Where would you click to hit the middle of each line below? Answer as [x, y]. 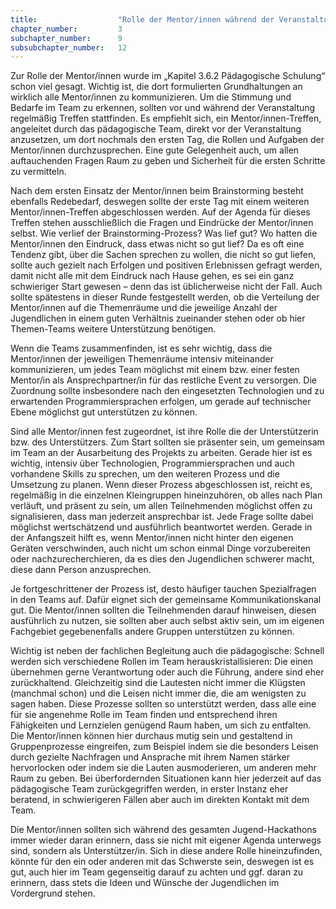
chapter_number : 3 [66, 29]
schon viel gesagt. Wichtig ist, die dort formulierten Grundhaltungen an [156, 87]
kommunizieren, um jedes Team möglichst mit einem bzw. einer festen [155, 370]
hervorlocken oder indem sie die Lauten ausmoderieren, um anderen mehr [163, 768]
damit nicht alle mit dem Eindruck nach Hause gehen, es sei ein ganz [152, 276]
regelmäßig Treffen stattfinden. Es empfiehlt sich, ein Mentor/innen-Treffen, [166, 118]
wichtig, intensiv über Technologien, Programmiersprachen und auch [152, 463]
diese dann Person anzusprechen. [81, 570]
